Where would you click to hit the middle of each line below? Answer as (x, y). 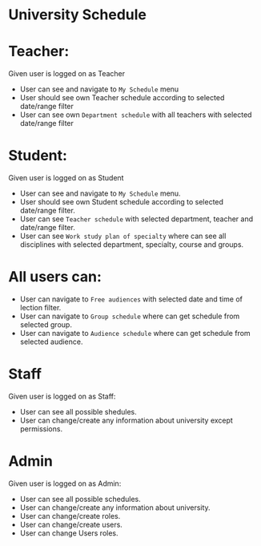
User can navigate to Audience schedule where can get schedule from (135, 333)
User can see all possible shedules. (78, 411)
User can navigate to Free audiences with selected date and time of (131, 299)
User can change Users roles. (69, 533)
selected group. (46, 325)
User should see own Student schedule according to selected (122, 202)
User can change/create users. (71, 524)
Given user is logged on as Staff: (62, 396)
